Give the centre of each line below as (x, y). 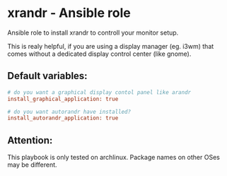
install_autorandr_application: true (63, 118)
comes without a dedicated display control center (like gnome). (99, 54)
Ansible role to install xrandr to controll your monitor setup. (93, 33)
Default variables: (47, 76)
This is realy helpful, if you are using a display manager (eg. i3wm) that (111, 46)
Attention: (30, 140)
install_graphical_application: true (63, 99)
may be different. (33, 165)
